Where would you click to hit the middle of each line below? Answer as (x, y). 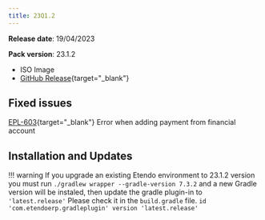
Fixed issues (40, 104)
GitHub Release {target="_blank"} (74, 78)
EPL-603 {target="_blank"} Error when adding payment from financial (122, 122)
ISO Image (37, 70)
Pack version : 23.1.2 (42, 54)
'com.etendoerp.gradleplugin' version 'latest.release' (103, 209)
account (22, 131)
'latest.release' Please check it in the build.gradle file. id (107, 201)
